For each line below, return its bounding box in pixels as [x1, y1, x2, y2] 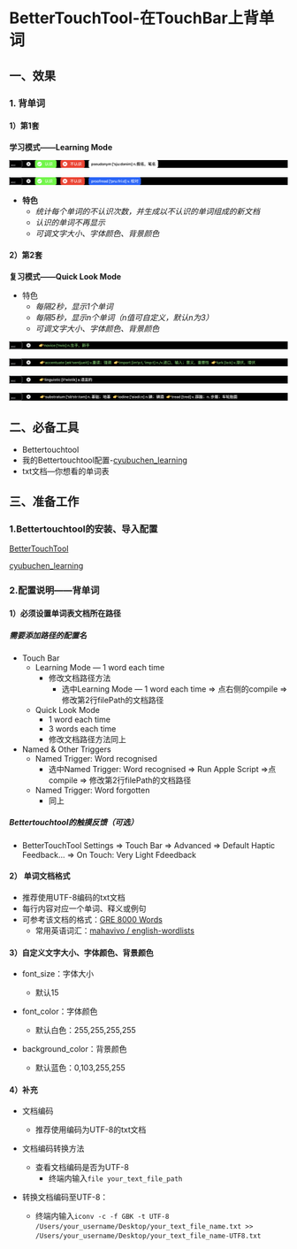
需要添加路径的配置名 [9, 630, 87, 640]
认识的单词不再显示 [34, 217, 106, 227]
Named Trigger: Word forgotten [34, 785, 150, 795]
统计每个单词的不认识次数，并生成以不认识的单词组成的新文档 [34, 205, 261, 217]
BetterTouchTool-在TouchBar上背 [9, 8, 259, 28]
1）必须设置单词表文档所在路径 [9, 608, 122, 618]
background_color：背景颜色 [21, 1044, 127, 1054]
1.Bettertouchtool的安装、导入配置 [9, 523, 158, 535]
